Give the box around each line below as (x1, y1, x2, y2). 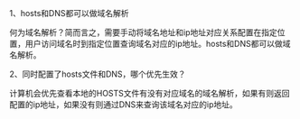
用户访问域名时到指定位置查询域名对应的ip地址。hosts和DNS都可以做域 (24, 39, 291, 49)
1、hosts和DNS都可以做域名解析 (9, 8, 129, 18)
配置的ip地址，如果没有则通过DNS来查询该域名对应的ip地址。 (9, 99, 238, 110)
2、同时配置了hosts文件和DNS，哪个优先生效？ (9, 69, 187, 79)
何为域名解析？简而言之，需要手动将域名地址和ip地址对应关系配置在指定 (9, 27, 277, 38)
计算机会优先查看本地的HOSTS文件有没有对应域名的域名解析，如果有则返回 (9, 88, 291, 98)
